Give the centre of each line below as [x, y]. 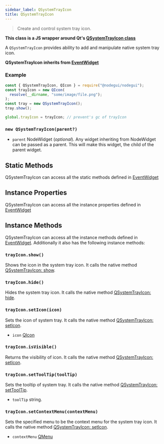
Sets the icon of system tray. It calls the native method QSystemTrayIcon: [79, 320]
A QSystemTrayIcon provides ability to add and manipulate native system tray [82, 47]
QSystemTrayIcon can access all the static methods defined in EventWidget [82, 177]
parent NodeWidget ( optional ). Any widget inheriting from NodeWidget [84, 139]
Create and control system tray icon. [54, 28]
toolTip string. [27, 400]
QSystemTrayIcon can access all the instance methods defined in [71, 237]
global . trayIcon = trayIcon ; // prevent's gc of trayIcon [66, 117]
